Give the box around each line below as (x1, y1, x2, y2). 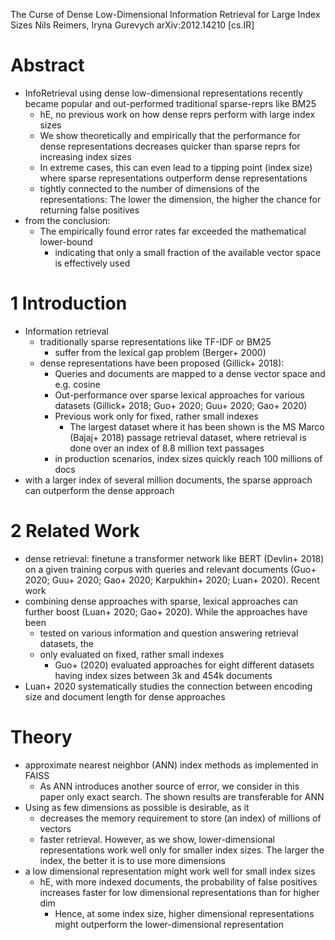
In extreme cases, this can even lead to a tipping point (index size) (39, 161, 313, 173)
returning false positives (39, 204, 140, 216)
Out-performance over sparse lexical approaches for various (54, 389, 305, 401)
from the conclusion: (24, 214, 111, 226)
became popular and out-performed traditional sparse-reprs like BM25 (24, 97, 317, 109)
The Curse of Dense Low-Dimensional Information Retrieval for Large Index (10, 9, 321, 20)
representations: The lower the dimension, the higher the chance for (39, 193, 322, 205)
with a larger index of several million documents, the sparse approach (24, 474, 313, 486)
